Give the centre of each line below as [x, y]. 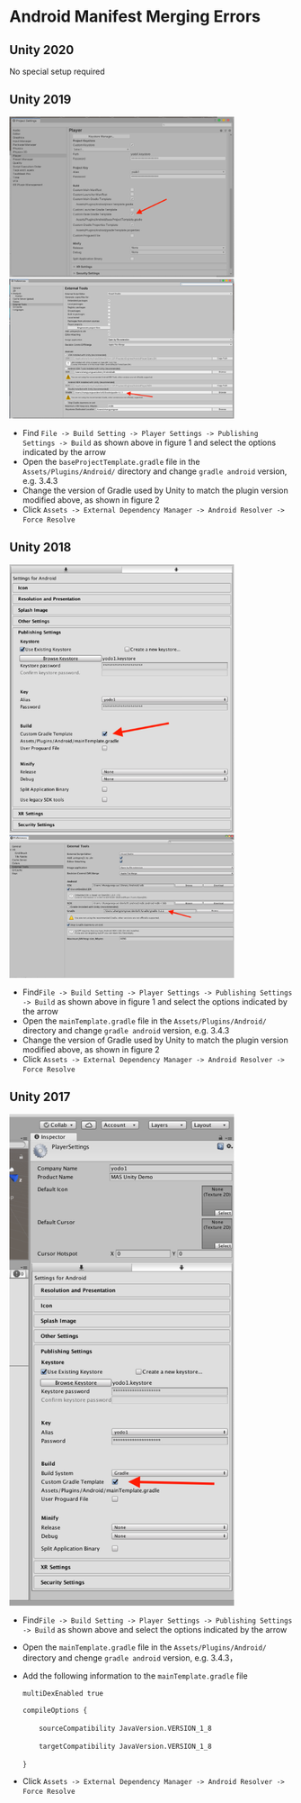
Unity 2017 [40, 1097]
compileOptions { [55, 1711]
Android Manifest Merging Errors [135, 17]
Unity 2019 [40, 100]
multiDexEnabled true [62, 1694]
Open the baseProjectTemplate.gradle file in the [111, 461]
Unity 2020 [42, 50]
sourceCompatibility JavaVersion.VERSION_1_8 [126, 1729]
